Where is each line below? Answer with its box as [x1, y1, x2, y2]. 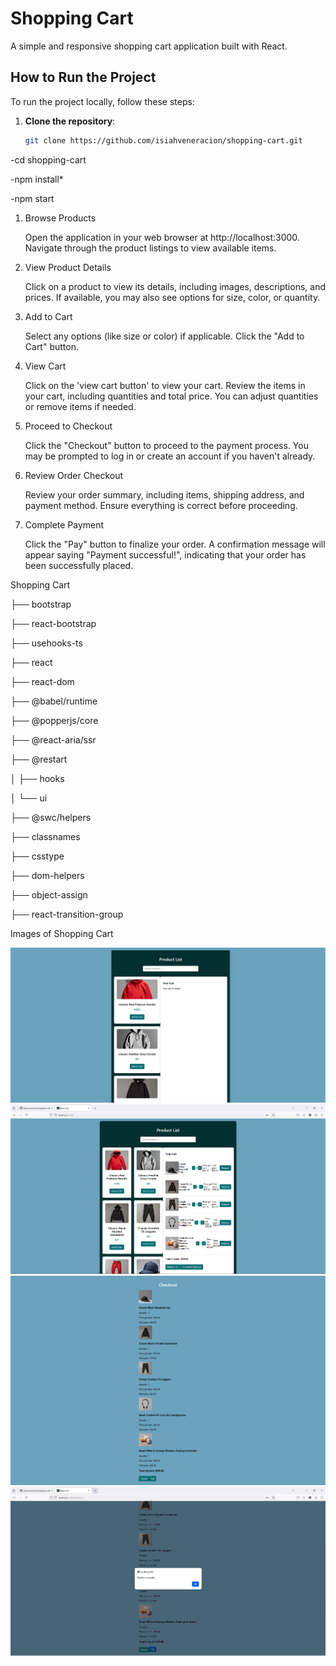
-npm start [10, 192, 55, 204]
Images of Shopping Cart [10, 927, 114, 939]
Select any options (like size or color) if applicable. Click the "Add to [24, 330, 305, 342]
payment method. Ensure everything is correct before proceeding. [24, 499, 298, 511]
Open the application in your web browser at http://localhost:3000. [24, 231, 300, 243]
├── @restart [10, 753, 68, 765]
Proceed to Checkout [24, 420, 113, 432]
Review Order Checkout [24, 469, 124, 481]
